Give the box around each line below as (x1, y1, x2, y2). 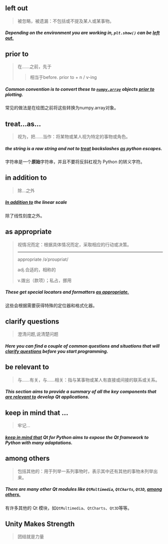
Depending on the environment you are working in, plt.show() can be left (5, 30, 160, 36)
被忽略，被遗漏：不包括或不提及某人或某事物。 (17, 18, 114, 24)
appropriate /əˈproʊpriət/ (17, 256, 68, 262)
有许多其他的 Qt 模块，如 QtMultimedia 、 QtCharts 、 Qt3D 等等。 (5, 505, 132, 511)
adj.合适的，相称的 (17, 266, 56, 273)
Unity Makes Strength (5, 519, 75, 528)
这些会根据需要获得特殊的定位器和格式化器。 (5, 302, 97, 308)
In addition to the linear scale (5, 199, 67, 205)
